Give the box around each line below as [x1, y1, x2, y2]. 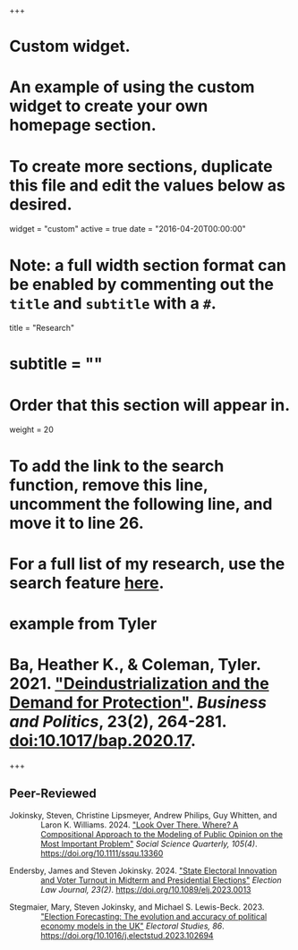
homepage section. [9, 115, 157, 135]
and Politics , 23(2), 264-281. [9, 712, 227, 732]
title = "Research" [9, 323, 75, 334]
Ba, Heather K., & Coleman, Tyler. [9, 655, 261, 675]
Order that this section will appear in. [9, 394, 291, 415]
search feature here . [9, 573, 165, 593]
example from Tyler [9, 614, 158, 633]
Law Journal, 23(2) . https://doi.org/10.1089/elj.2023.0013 [40, 884, 252, 895]
